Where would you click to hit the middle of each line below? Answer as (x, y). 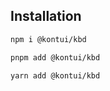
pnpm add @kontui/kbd (55, 57)
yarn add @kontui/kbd (55, 75)
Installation (46, 16)
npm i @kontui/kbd (48, 39)
